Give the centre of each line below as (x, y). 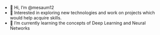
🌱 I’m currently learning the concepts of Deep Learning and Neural (78, 23)
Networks (20, 28)
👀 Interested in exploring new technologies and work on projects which (82, 13)
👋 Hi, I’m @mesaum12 (32, 8)
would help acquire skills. (36, 18)
